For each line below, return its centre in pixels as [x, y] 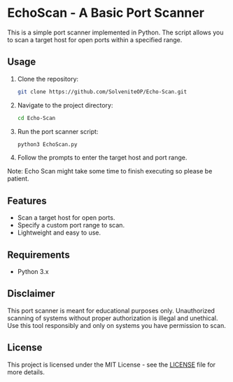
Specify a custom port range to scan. [71, 225]
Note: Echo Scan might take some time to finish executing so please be [110, 171]
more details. [26, 372]
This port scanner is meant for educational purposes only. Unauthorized [111, 310]
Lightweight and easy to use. [59, 232]
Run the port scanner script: [58, 131]
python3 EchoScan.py [47, 144]
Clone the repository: [48, 79]
